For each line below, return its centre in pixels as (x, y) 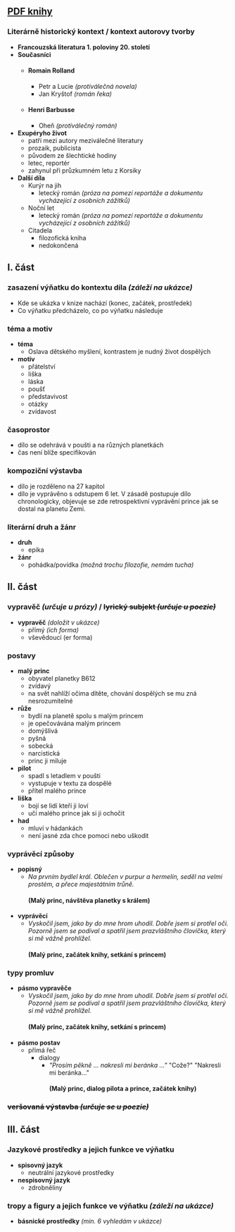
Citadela (40, 230)
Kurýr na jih (45, 185)
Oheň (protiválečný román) (78, 125)
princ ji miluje (47, 760)
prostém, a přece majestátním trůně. (81, 885)
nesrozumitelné (50, 701)
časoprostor (29, 430)
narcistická (44, 753)
